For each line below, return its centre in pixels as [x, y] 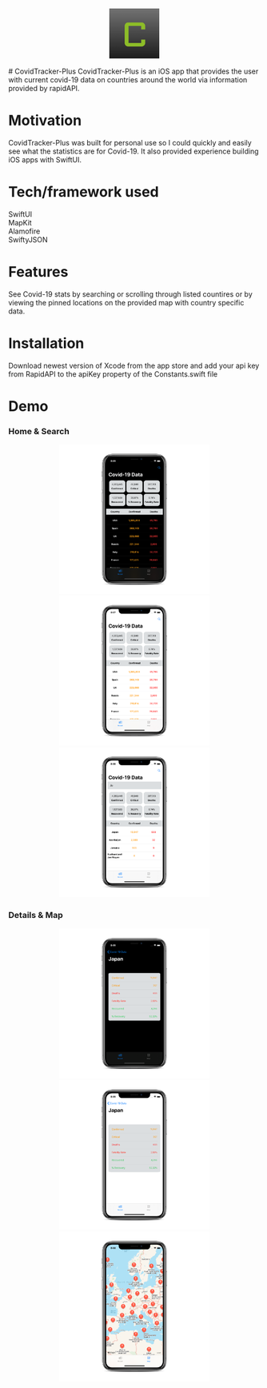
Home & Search [39, 432]
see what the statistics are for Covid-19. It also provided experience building [133, 151]
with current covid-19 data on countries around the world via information [128, 80]
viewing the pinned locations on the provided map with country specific [126, 303]
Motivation [45, 121]
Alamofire [24, 231]
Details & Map [36, 915]
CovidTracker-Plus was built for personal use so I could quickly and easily [130, 143]
